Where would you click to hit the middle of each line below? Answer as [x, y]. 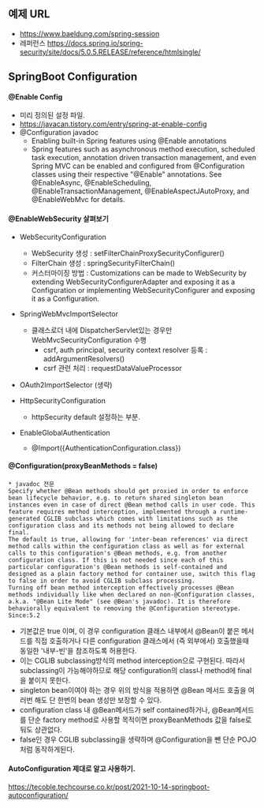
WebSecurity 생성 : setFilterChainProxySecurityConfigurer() [128, 253]
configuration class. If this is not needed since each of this [116, 560]
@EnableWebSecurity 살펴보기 [58, 219]
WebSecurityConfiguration [63, 237]
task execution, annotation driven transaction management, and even [144, 158]
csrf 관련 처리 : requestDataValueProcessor [113, 368]
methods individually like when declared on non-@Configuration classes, [132, 594]
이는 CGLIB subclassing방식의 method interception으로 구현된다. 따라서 [132, 660]
